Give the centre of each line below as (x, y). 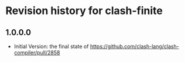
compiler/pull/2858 (37, 53)
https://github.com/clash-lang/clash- (134, 46)
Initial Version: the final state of (51, 46)
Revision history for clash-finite (84, 11)
